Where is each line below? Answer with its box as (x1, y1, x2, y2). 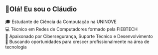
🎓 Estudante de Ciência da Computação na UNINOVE (5, 18, 117, 24)
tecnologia (5, 43, 27, 50)
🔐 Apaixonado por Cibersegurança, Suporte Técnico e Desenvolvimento (5, 33, 153, 39)
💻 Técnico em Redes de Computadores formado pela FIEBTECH (5, 26, 138, 32)
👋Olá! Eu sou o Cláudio (5, 5, 77, 13)
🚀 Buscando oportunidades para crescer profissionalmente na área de (5, 38, 150, 44)
